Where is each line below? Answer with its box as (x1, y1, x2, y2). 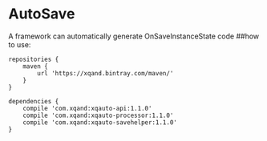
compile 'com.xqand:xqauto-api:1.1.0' (22, 104, 152, 112)
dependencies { (8, 97, 59, 105)
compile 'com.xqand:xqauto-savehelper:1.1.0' (22, 118, 178, 127)
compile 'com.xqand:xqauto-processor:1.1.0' (22, 111, 174, 119)
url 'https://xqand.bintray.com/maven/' (37, 69, 174, 77)
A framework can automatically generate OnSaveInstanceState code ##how (8, 31, 260, 41)
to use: (8, 39, 31, 49)
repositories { (8, 55, 59, 63)
